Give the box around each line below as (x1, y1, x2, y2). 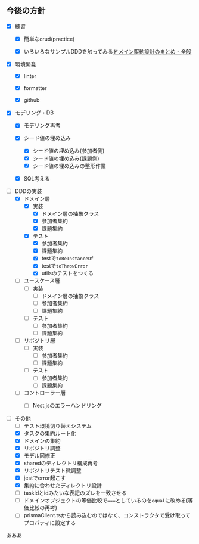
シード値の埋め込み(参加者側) (32, 147, 105, 154)
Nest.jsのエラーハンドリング (32, 402, 102, 409)
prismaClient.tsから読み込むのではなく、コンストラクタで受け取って (23, 512, 191, 519)
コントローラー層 (23, 389, 66, 396)
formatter (23, 85, 47, 92)
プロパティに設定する (23, 519, 76, 526)
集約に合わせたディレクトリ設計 (23, 482, 102, 489)
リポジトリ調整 (23, 444, 61, 452)
